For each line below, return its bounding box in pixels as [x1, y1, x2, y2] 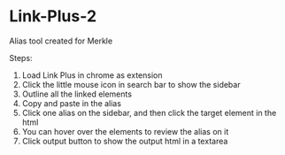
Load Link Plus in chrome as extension [21, 69, 163, 81]
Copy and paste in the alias [21, 97, 122, 108]
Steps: [9, 52, 33, 63]
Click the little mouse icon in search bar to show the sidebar [21, 79, 241, 89]
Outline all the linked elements [21, 89, 133, 99]
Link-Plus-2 [9, 6, 97, 27]
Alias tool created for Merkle [9, 35, 113, 46]
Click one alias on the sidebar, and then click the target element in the [21, 107, 277, 118]
